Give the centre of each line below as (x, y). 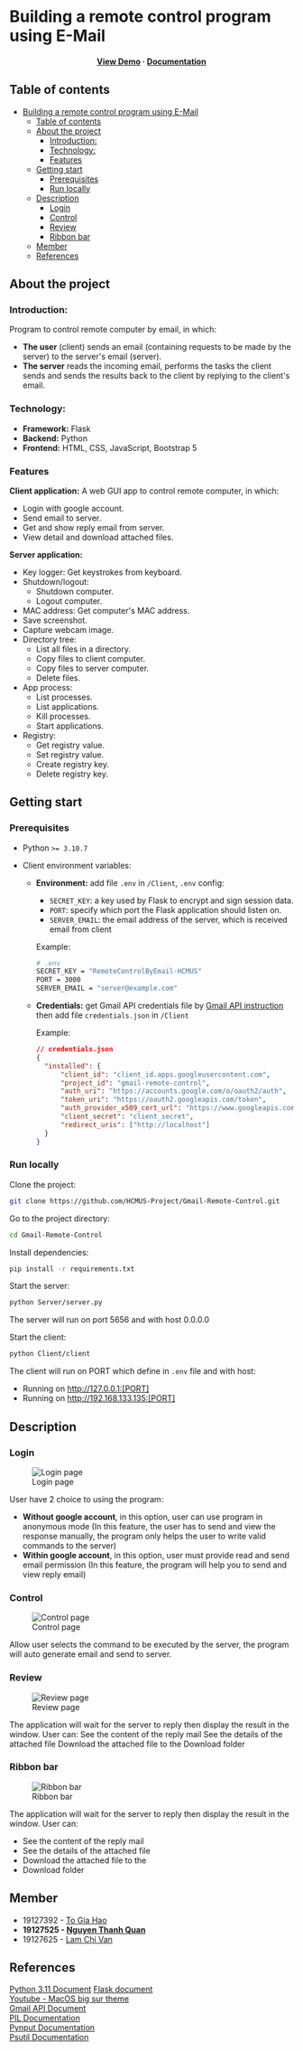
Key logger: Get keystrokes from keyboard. (102, 572)
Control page (56, 1627)
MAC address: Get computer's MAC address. (106, 610)
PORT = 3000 (58, 980)
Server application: (46, 554)
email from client (81, 929)
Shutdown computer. (75, 591)
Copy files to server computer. (92, 668)
